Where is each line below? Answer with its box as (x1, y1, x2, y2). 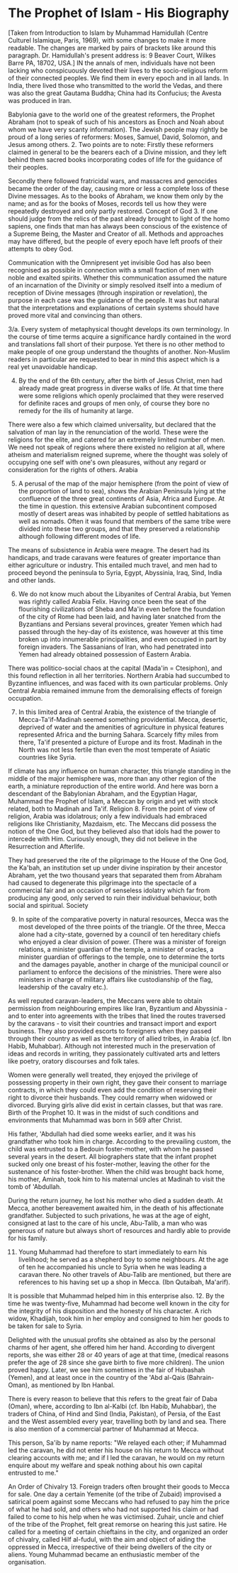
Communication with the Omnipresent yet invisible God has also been (8, 258, 211, 267)
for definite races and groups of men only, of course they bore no (18, 399, 210, 407)
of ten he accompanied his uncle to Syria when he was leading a (18, 1262, 208, 1271)
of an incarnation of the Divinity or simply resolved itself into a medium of (8, 280, 222, 289)
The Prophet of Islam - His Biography (8, 5, 229, 21)
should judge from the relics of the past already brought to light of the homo (8, 214, 230, 223)
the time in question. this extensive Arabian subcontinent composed (18, 502, 217, 510)
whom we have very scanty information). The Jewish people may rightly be (8, 125, 228, 133)
